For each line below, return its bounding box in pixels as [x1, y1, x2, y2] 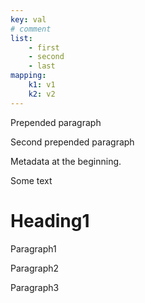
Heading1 [10, 209, 90, 232]
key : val [10, 14, 47, 25]
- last [28, 61, 56, 71]
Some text [10, 174, 53, 186]
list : [10, 33, 33, 43]
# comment [10, 24, 52, 34]
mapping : [10, 71, 47, 81]
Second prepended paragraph [10, 136, 135, 148]
